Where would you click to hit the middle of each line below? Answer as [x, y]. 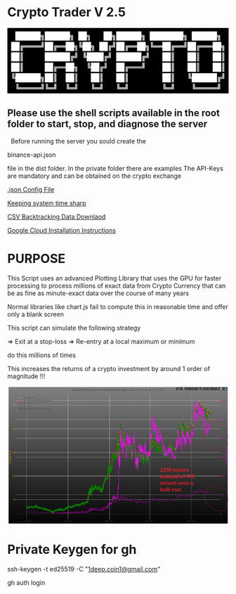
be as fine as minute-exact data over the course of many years [98, 293]
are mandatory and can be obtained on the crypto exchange [94, 176]
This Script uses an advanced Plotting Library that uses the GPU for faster [114, 278]
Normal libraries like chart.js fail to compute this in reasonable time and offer [118, 306]
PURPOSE [37, 258]
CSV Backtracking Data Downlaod [57, 217]
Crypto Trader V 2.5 [67, 12]
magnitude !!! [26, 376]
